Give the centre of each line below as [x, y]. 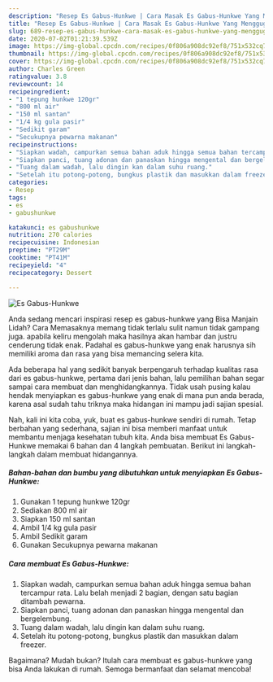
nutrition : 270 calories [50, 235]
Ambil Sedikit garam [54, 536]
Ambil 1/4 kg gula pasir [58, 528]
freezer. [33, 645]
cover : [19, 62]
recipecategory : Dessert [50, 273]
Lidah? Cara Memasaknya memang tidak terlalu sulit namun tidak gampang [134, 327]
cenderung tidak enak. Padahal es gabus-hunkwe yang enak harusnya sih [132, 345]
